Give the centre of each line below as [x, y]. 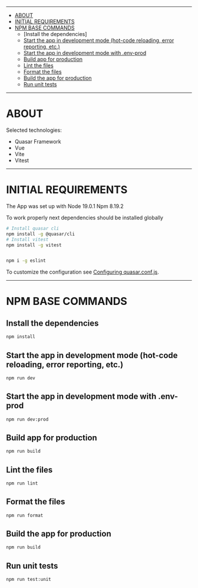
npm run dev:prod [27, 419]
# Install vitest [27, 239]
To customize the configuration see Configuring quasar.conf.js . [82, 272]
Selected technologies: [34, 130]
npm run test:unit [29, 580]
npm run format [25, 515]
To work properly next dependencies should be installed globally [85, 217]
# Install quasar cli [33, 228]
